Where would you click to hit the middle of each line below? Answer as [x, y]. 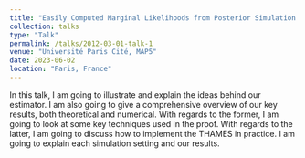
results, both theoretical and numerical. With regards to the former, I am [144, 114]
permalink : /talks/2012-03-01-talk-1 [81, 43]
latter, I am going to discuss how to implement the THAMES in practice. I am [152, 133]
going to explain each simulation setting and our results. [115, 143]
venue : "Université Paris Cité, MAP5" [83, 52]
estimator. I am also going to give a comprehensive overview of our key [144, 104]
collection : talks [44, 26]
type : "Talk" [34, 35]
